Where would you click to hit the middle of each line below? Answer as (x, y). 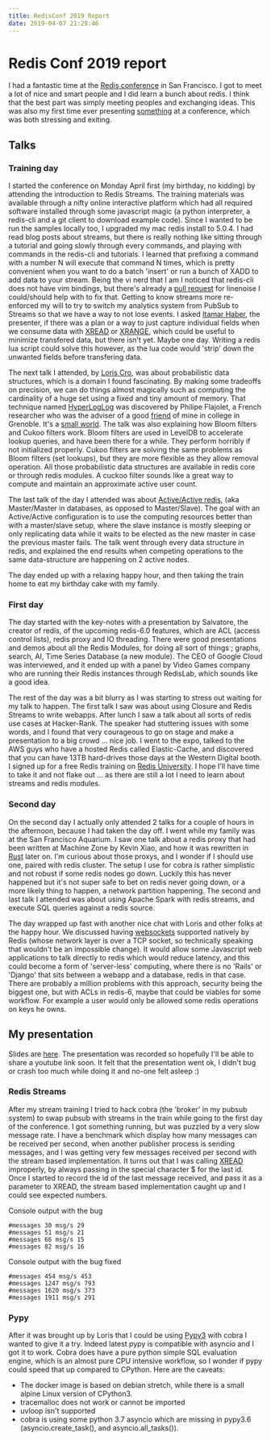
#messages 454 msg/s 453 (50, 1276)
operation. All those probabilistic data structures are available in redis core (132, 467)
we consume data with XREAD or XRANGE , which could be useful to (122, 331)
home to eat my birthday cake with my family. (84, 584)
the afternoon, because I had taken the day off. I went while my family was (132, 831)
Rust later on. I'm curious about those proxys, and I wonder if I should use (131, 856)
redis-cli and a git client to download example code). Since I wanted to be (131, 220)
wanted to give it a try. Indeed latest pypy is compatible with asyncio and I (131, 1344)
